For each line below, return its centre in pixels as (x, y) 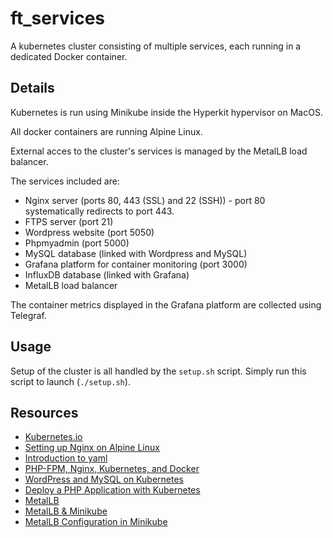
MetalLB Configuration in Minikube (96, 522)
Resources (44, 412)
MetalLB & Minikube (66, 511)
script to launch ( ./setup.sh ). (70, 381)
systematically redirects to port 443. (99, 211)
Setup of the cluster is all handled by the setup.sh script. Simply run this (158, 371)
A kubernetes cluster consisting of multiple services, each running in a (156, 46)
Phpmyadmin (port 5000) (77, 243)
